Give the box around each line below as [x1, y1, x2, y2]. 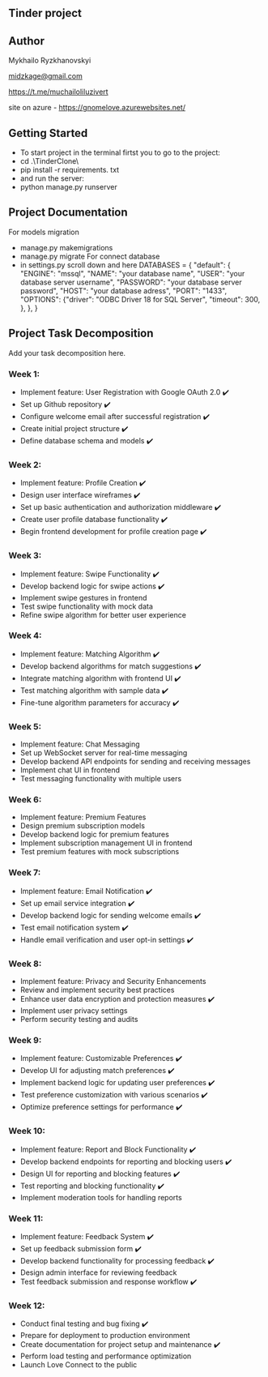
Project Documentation [8, 206, 128, 220]
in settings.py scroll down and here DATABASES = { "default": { [19, 259, 231, 270]
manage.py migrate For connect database [19, 251, 160, 261]
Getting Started [8, 126, 88, 140]
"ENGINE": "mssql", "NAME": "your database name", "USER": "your [19, 268, 245, 278]
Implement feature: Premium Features [19, 812, 147, 822]
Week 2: [8, 459, 42, 470]
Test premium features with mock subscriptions [19, 847, 180, 857]
